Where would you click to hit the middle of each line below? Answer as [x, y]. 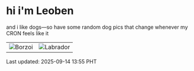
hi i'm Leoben [40, 11]
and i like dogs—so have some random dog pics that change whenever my [97, 27]
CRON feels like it [28, 33]
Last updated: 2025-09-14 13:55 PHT [51, 61]
